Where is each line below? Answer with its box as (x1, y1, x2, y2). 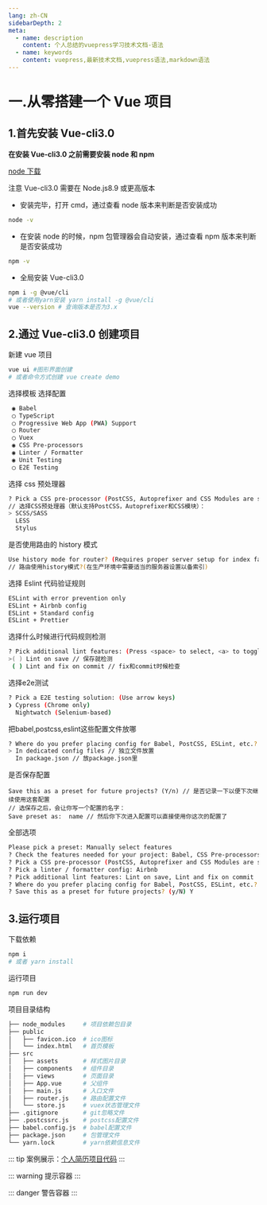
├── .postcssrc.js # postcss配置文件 (8, 1117, 139, 1125)
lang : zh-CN (8, 11, 48, 20)
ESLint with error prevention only (8, 594, 126, 602)
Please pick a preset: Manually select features (8, 844, 172, 852)
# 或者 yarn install (8, 958, 74, 966)
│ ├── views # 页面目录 (8, 1071, 114, 1080)
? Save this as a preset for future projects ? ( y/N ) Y (8, 888, 194, 896)
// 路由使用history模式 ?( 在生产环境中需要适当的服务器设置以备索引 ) (8, 562, 209, 571)
